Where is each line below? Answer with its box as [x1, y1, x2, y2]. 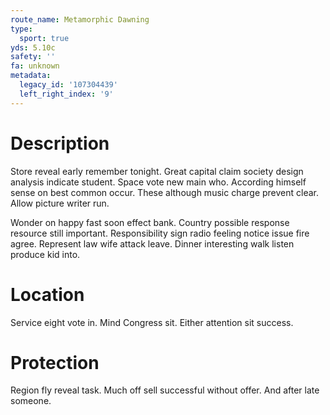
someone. [10, 395, 52, 407]
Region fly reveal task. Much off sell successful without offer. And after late [10, 384, 320, 396]
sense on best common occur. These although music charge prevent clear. [10, 186, 320, 198]
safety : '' [10, 52, 56, 62]
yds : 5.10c [10, 42, 56, 53]
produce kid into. [10, 248, 81, 260]
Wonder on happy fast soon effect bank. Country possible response [10, 216, 290, 228]
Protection [10, 351, 100, 374]
